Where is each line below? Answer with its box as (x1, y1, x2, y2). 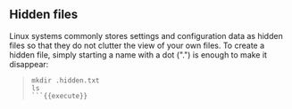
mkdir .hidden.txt (30, 75, 100, 85)
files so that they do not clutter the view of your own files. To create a (9, 40, 265, 51)
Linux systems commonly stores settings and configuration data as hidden (9, 30, 283, 41)
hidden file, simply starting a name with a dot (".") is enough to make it (9, 49, 268, 60)
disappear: (9, 58, 49, 69)
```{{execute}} (30, 91, 88, 100)
